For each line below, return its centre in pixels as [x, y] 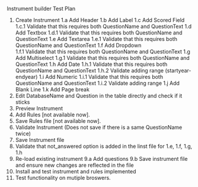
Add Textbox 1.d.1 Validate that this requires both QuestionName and [99, 33]
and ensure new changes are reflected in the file [74, 165]
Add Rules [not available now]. [53, 115]
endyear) [26, 77]
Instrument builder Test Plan [41, 9]
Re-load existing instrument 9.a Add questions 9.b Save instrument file [101, 159]
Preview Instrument [39, 108]
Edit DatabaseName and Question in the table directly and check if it [99, 96]
